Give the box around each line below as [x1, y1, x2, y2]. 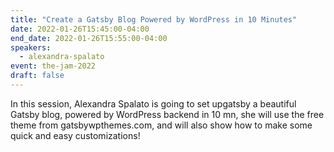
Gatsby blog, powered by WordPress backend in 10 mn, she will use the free [10, 108, 325, 120]
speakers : [10, 42, 52, 53]
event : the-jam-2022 [10, 61, 97, 71]
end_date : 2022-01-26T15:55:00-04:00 [10, 33, 168, 43]
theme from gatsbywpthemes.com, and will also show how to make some [10, 119, 313, 131]
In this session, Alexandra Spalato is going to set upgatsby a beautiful [10, 97, 297, 110]
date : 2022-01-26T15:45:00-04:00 [10, 24, 150, 34]
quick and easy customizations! [10, 129, 141, 141]
